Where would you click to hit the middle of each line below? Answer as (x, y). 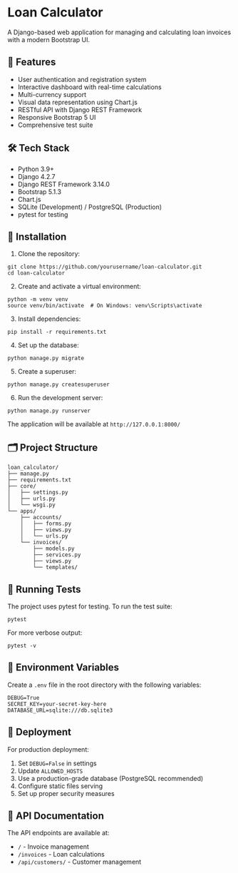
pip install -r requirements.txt (57, 332)
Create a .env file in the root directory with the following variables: (104, 685)
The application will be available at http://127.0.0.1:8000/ (94, 424)
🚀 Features (32, 62)
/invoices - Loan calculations (61, 854)
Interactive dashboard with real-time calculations (89, 87)
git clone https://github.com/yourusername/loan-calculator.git (105, 267)
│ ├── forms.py (46, 524)
